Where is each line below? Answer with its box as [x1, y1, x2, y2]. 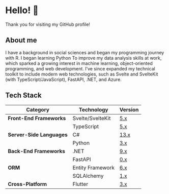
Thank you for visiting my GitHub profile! [5, 21, 91, 27]
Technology [78, 106, 108, 113]
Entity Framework [72, 164, 115, 171]
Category [26, 106, 50, 113]
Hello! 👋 [5, 5, 39, 16]
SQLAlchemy [72, 172, 104, 179]
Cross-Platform [8, 180, 47, 187]
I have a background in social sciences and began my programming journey [5, 49, 164, 55]
